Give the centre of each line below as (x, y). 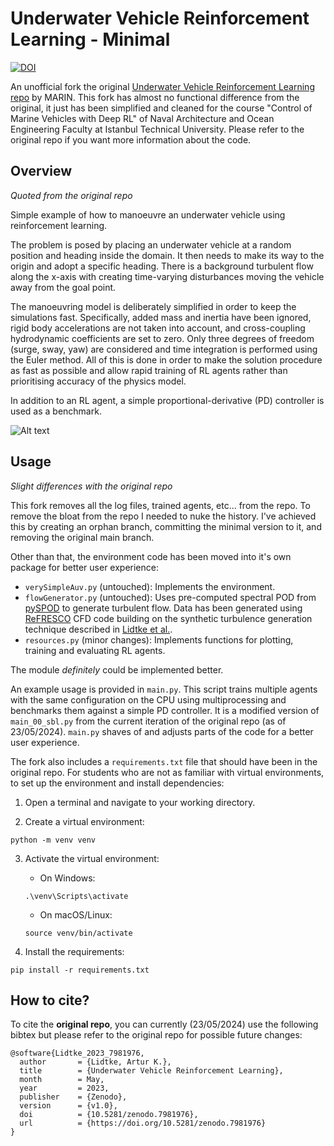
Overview (41, 171)
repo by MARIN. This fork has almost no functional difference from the (155, 97)
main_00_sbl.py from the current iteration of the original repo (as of (148, 721)
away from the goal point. (63, 287)
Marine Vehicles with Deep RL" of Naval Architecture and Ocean (142, 118)
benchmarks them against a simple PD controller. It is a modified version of (165, 710)
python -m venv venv (53, 840)
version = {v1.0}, (68, 1106)
